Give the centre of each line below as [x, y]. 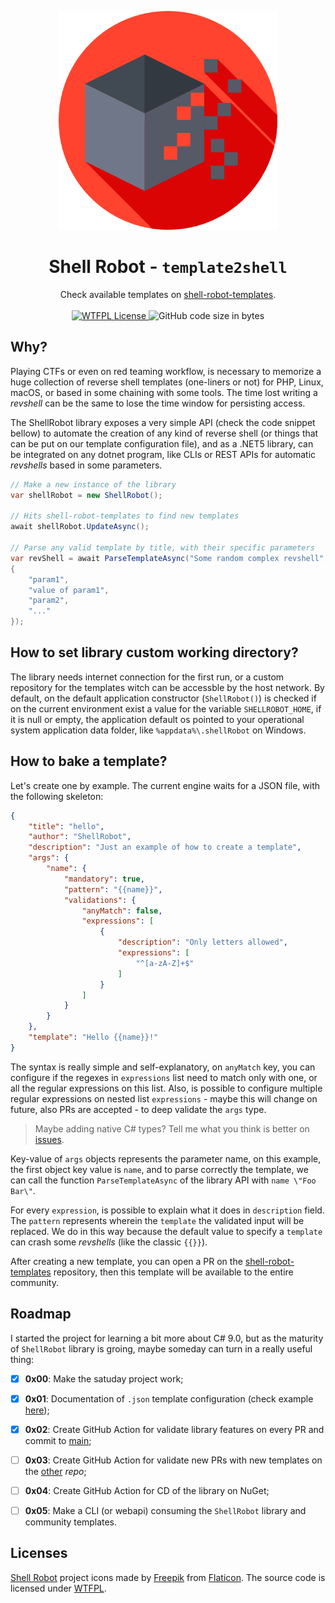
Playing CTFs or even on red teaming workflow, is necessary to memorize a [166, 371]
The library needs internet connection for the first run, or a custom [147, 677]
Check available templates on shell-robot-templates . [168, 294]
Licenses [39, 1553]
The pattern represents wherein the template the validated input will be [157, 1220]
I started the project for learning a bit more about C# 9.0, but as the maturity [167, 1338]
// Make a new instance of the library [93, 484]
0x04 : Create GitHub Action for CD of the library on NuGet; [147, 1490]
